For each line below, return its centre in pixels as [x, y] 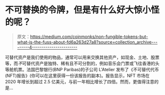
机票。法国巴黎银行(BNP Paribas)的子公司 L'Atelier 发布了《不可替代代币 [86, 69]
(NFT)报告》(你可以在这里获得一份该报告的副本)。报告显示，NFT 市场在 [78, 76]
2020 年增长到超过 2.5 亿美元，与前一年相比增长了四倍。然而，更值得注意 [80, 81]
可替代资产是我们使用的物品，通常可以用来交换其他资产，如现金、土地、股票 [82, 57]
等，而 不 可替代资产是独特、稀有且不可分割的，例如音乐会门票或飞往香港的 [80, 63]
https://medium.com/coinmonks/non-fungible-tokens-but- [89, 37]
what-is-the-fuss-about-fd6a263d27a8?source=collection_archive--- [87, 42]
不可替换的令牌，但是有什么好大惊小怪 [82, 10]
